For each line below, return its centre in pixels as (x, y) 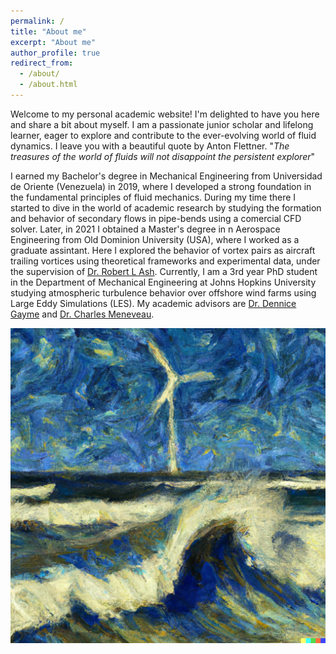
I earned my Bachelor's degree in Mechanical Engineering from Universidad (166, 176)
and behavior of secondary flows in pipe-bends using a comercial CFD (156, 218)
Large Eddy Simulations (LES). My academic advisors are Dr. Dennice (153, 303)
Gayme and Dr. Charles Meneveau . (82, 314)
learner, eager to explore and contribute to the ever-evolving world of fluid (163, 135)
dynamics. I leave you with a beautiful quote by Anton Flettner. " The (150, 146)
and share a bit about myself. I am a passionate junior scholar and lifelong (162, 124)
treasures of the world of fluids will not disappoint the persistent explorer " (163, 156)
